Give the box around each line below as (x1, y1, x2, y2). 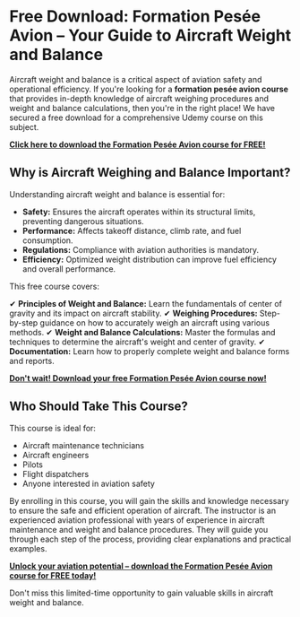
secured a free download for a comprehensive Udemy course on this (9, 112, 264, 123)
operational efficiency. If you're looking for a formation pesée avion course (9, 83, 289, 94)
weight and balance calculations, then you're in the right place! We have (9, 102, 276, 113)
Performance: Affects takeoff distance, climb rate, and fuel (21, 225, 242, 236)
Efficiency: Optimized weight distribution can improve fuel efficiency (21, 254, 278, 265)
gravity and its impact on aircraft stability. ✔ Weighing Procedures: (9, 308, 258, 318)
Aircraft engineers (21, 449, 90, 460)
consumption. (21, 235, 73, 246)
